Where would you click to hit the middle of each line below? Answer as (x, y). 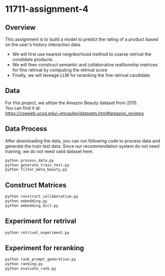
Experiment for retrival (41, 221)
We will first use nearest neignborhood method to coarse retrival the (82, 54)
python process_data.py (30, 160)
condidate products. (33, 59)
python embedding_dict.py (32, 206)
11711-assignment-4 (47, 9)
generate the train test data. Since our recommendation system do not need (82, 146)
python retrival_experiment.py (37, 232)
